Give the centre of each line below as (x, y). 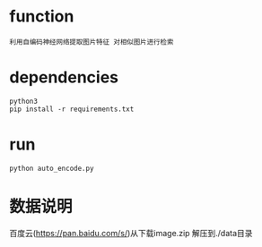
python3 (24, 101)
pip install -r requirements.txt (72, 109)
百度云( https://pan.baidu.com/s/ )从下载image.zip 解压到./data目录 (131, 233)
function (42, 17)
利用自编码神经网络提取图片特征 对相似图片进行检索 (92, 42)
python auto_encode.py (52, 168)
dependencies (64, 77)
